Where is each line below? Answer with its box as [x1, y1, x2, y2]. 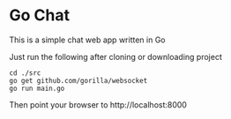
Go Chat [9, 5, 71, 26]
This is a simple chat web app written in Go [9, 34, 166, 45]
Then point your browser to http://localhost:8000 [9, 99, 188, 110]
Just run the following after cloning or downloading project [9, 51, 222, 62]
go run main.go [9, 84, 65, 93]
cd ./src [9, 68, 41, 78]
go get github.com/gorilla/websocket [9, 76, 148, 85]
